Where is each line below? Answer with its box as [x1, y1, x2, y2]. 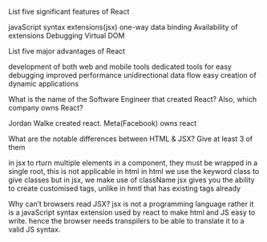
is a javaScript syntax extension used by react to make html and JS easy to [8, 208, 256, 217]
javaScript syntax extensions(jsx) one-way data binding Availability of [8, 22, 238, 31]
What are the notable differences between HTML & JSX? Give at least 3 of [8, 134, 253, 143]
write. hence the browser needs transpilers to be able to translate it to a [8, 216, 245, 225]
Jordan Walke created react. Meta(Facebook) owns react [8, 119, 197, 127]
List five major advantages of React [8, 46, 126, 55]
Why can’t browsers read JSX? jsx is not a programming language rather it [8, 200, 254, 208]
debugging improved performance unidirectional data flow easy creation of [8, 71, 257, 79]
